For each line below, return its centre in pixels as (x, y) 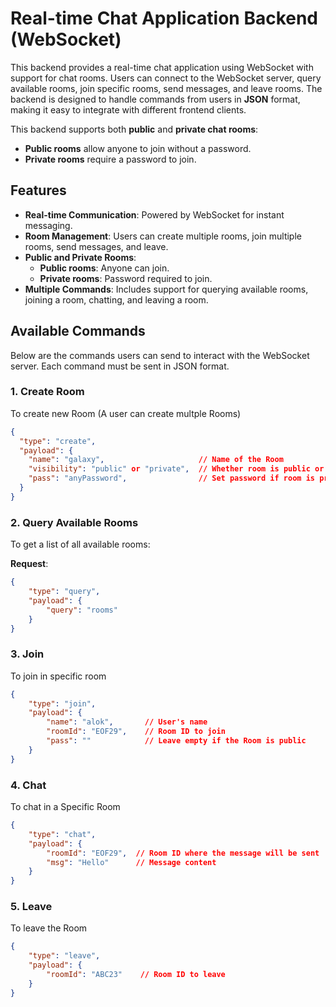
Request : (29, 564)
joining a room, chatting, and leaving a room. (116, 299)
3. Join (27, 654)
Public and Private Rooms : (80, 257)
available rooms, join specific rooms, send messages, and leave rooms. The (166, 88)
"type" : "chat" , (62, 834)
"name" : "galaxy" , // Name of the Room (156, 460)
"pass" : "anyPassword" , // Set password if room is (171, 478)
